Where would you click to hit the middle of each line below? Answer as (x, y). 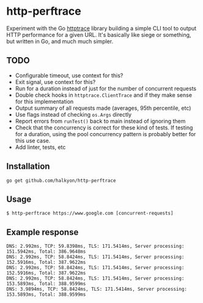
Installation (28, 167)
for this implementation (44, 101)
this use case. (33, 140)
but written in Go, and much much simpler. (60, 41)
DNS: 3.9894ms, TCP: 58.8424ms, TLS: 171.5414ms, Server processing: (97, 290)
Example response (42, 232)
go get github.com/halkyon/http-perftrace (61, 180)
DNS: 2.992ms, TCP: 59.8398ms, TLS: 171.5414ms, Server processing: (95, 247)
